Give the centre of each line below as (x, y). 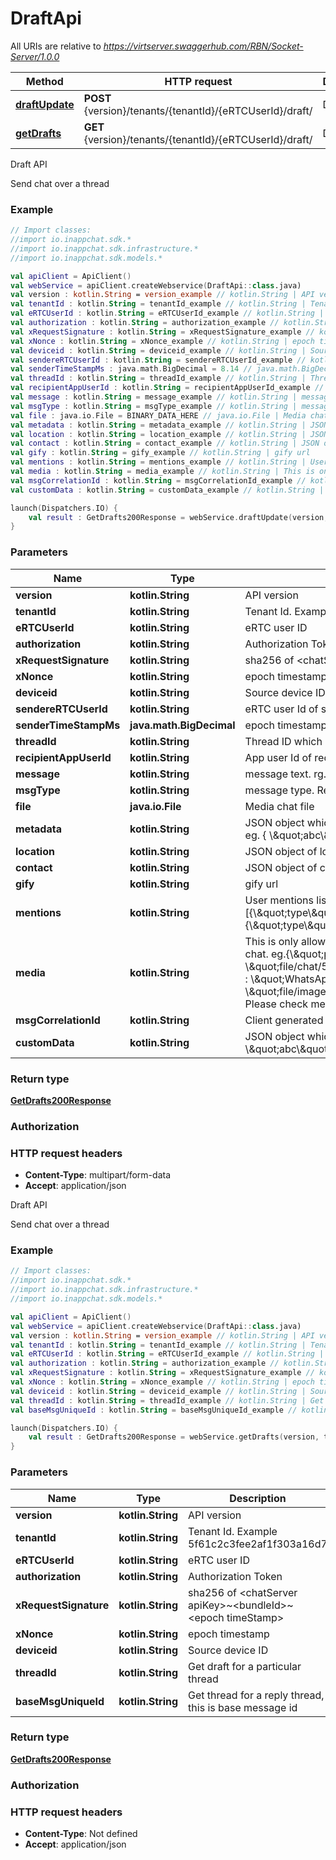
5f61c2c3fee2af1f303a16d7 (258, 1544)
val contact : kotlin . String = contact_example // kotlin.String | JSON (165, 443)
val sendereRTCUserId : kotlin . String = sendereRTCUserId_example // (158, 360)
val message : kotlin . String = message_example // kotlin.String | (154, 397)
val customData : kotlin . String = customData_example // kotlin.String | (167, 490)
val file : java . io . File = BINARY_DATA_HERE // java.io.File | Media (158, 415)
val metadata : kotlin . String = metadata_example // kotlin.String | (158, 425)
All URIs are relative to (56, 46)
